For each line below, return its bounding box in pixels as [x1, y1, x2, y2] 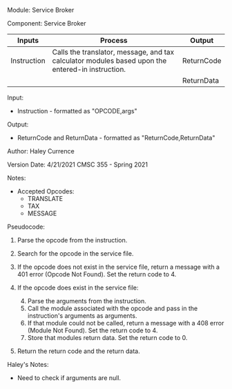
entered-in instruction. [52, 65, 126, 74]
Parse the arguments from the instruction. [27, 297, 146, 305]
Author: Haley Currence [7, 147, 75, 155]
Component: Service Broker [7, 19, 86, 27]
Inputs [17, 36, 39, 45]
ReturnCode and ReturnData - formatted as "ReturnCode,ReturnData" [17, 134, 215, 142]
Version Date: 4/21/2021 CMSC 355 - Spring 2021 [7, 160, 148, 169]
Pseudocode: [7, 222, 45, 231]
